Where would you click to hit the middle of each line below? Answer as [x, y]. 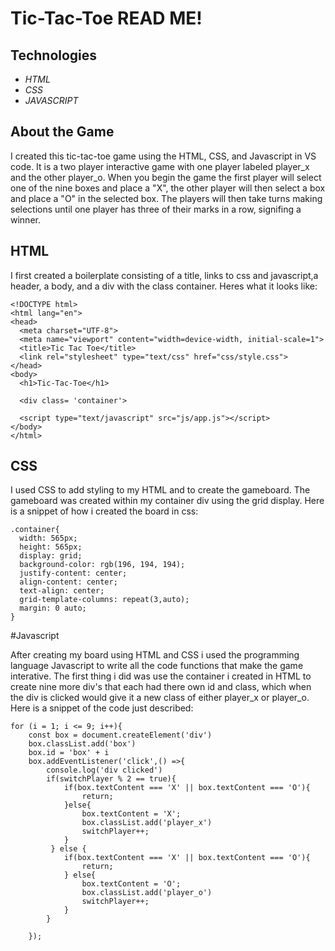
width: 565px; [48, 538]
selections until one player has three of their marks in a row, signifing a [156, 209]
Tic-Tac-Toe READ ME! [106, 18]
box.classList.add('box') [82, 744]
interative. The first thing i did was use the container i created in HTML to [161, 676]
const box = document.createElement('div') [120, 735]
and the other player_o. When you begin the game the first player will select [166, 177]
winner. [25, 219]
